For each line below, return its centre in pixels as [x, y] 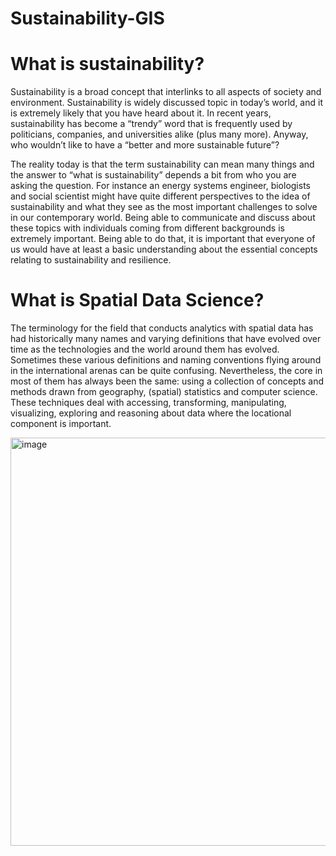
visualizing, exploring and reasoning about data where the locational [151, 413]
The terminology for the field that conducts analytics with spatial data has [162, 328]
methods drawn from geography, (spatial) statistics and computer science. [164, 392]
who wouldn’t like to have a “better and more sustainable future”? [145, 145]
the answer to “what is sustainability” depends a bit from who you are [153, 175]
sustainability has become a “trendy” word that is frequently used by [151, 124]
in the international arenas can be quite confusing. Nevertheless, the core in [166, 371]
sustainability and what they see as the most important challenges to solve [164, 207]
